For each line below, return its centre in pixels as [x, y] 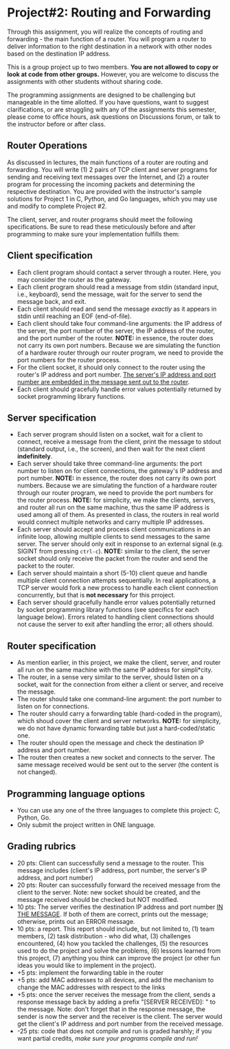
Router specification [51, 646]
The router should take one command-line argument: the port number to [119, 699]
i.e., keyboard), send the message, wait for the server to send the [110, 294]
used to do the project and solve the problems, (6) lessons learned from [119, 951]
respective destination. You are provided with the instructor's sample [105, 191]
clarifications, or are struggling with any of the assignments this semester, [112, 109]
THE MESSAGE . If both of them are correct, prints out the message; [113, 914]
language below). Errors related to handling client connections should [115, 617]
